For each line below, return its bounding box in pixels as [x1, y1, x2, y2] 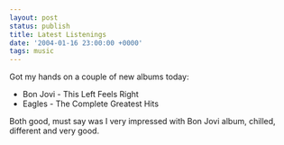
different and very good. [9, 125, 100, 136]
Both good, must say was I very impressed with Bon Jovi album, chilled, [9, 116, 277, 127]
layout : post [9, 13, 59, 23]
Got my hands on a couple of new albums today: [9, 71, 189, 82]
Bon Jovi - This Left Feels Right [22, 89, 140, 100]
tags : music [9, 47, 54, 56]
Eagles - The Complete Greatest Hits [22, 98, 160, 109]
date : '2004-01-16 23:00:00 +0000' [9, 38, 143, 48]
